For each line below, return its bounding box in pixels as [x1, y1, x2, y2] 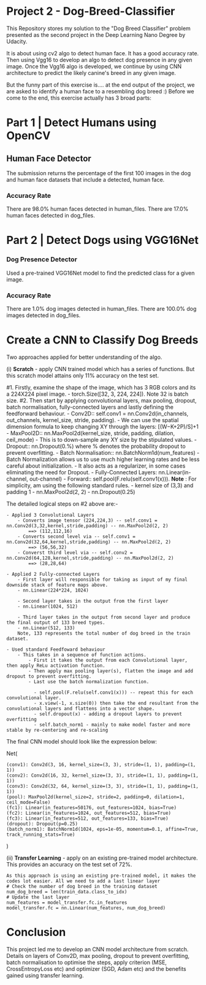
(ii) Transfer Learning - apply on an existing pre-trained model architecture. [6, 854, 198, 861]
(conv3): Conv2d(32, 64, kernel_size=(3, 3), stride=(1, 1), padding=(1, [6, 783, 199, 789]
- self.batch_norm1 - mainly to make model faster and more [33, 721, 191, 728]
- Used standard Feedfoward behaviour [6, 646, 105, 653]
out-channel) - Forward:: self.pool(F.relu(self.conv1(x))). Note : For [29, 475, 197, 482]
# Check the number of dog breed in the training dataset [6, 883, 158, 889]
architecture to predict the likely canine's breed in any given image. [6, 69, 177, 76]
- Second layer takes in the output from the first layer [17, 598, 169, 604]
